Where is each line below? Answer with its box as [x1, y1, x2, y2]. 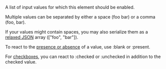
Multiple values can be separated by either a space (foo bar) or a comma [5, 14, 156, 19]
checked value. [5, 59, 37, 64]
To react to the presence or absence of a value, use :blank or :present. [5, 44, 150, 49]
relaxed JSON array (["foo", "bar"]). [5, 34, 78, 40]
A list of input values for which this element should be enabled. [5, 4, 135, 10]
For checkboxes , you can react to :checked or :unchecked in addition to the [5, 53, 161, 59]
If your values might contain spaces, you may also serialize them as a [5, 29, 148, 34]
